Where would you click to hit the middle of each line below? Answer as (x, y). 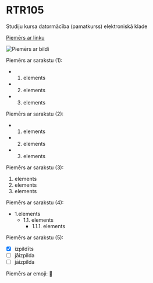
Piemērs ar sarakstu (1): (34, 60)
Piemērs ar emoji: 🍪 (29, 274)
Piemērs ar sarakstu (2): (35, 114)
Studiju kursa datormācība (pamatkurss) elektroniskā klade (77, 26)
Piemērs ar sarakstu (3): (35, 167)
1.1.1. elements (49, 226)
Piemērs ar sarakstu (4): (35, 202)
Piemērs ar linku (25, 37)
